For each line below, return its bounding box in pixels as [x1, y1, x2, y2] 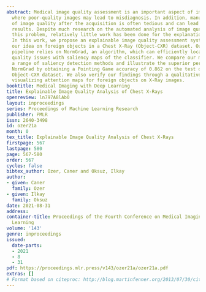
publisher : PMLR [6, 111, 48, 118]
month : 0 [6, 129, 29, 135]
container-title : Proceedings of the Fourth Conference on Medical [6, 214, 183, 220]
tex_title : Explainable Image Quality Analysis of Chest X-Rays [6, 134, 174, 141]
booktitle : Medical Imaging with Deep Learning [6, 83, 131, 89]
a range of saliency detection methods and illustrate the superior [12, 60, 191, 66]
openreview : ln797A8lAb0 [6, 94, 70, 100]
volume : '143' [6, 225, 43, 231]
